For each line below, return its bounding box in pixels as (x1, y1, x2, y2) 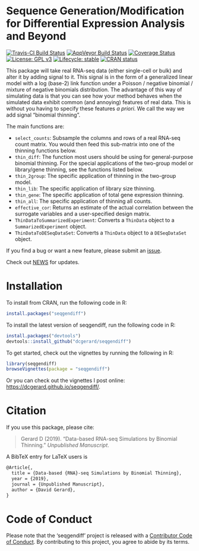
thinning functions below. (14, 147, 77, 154)
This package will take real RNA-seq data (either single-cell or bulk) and (6, 67, 182, 74)
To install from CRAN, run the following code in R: (6, 299, 127, 306)
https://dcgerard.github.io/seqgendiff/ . (6, 383, 101, 390)
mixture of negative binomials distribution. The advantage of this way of (6, 86, 182, 93)
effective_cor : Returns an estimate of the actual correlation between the (14, 204, 194, 211)
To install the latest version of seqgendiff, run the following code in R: (6, 321, 176, 328)
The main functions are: (6, 123, 64, 130)
